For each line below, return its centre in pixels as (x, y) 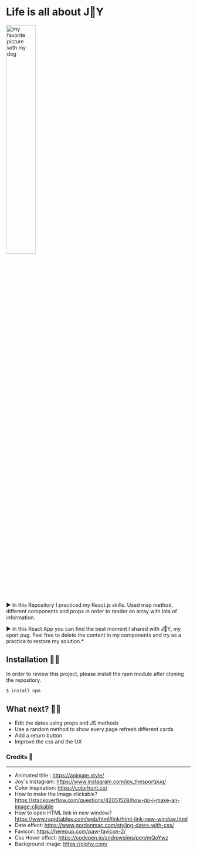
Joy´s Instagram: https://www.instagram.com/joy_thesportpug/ (90, 781)
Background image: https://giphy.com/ (61, 844)
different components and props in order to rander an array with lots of (92, 611)
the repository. (24, 680)
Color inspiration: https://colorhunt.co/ (61, 787)
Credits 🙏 (20, 757)
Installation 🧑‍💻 (33, 660)
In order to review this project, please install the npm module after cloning (95, 674)
